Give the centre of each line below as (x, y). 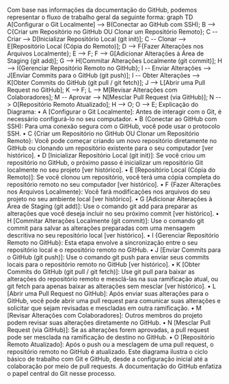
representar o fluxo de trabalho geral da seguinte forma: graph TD (100, 17)
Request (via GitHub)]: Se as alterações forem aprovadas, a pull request (108, 330)
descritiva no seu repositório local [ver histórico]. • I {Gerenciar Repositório (113, 235)
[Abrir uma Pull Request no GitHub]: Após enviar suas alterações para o (108, 293)
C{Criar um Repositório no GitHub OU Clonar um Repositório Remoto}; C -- (112, 31)
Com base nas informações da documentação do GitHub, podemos (102, 10)
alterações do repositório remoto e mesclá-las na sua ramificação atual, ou (113, 279)
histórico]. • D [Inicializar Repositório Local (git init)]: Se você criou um (106, 155)
